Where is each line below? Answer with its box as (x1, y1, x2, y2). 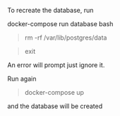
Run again (7, 74, 37, 83)
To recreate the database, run (7, 6, 94, 14)
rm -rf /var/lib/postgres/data (24, 33, 107, 42)
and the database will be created (7, 102, 103, 110)
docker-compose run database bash (7, 20, 114, 28)
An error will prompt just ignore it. (7, 61, 105, 69)
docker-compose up (24, 88, 85, 96)
